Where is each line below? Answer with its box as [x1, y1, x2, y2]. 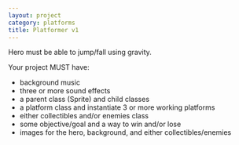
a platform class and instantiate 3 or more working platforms [19, 103, 215, 112]
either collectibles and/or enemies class [19, 111, 149, 121]
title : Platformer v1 [8, 26, 79, 34]
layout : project [8, 11, 61, 20]
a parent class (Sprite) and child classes [19, 95, 150, 104]
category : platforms [8, 19, 76, 27]
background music [19, 78, 81, 87]
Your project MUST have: [8, 63, 90, 72]
